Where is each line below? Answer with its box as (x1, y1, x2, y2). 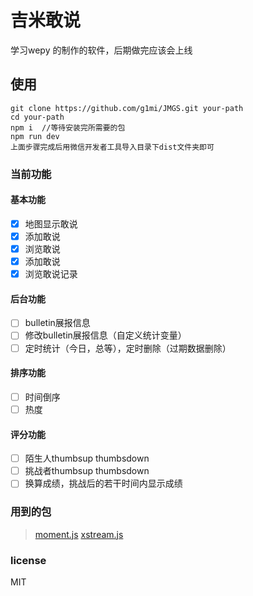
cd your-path (10, 112, 65, 122)
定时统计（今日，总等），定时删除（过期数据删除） (24, 342, 232, 354)
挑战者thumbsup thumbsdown (24, 465, 150, 477)
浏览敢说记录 (24, 268, 78, 280)
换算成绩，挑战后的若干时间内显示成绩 (24, 477, 183, 490)
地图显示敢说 (24, 217, 78, 230)
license (10, 553, 47, 567)
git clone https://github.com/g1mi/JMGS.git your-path (10, 103, 244, 113)
